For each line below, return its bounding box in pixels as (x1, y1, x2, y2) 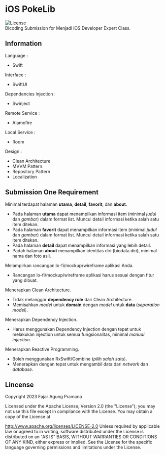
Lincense (5, 380, 34, 389)
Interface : (5, 72, 26, 78)
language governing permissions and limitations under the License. (5, 444, 141, 451)
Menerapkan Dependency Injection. (5, 317, 78, 322)
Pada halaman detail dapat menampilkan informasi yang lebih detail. (12, 242, 151, 248)
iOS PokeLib (5, 3, 56, 15)
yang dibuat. (12, 277, 38, 283)
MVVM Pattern (12, 163, 43, 169)
